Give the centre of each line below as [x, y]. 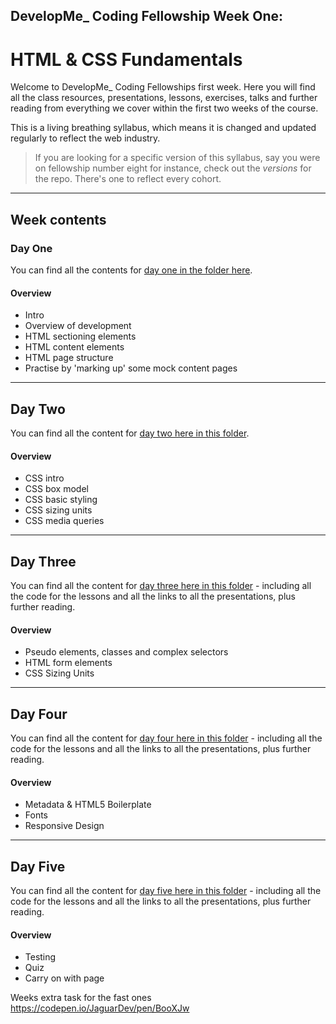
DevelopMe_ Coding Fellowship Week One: [147, 16]
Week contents [58, 219]
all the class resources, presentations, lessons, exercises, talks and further [164, 98]
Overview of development [78, 326]
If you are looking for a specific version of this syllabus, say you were [177, 158]
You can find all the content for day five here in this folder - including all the [166, 891]
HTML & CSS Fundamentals [126, 59]
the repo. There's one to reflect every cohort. [128, 179]
